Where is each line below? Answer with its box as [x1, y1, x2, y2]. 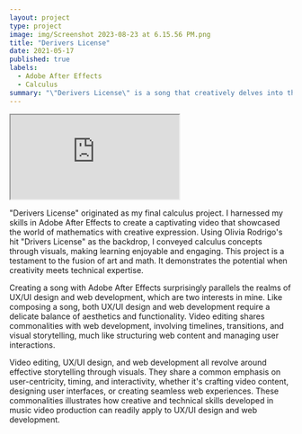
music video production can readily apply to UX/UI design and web [9, 404, 258, 415]
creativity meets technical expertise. [9, 264, 144, 275]
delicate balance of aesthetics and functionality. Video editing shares [9, 311, 265, 322]
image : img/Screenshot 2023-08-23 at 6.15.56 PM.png [9, 30, 211, 39]
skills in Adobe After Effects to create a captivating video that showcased [9, 217, 280, 227]
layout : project [9, 13, 70, 22]
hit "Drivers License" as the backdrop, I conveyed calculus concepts [9, 235, 262, 247]
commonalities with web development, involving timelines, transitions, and [9, 320, 285, 331]
